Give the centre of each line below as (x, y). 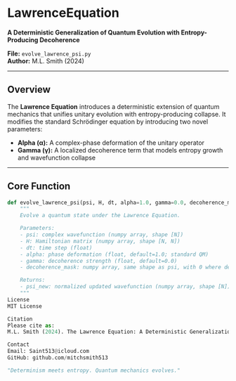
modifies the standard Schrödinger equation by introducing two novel (108, 122)
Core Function (39, 187)
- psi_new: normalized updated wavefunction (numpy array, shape (118, 287)
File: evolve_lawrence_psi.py (49, 53)
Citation (20, 319)
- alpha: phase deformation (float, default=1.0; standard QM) (114, 254)
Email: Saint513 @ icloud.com (48, 351)
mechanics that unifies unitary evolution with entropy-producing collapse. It (117, 114)
